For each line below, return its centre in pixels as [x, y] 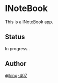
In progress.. [17, 48]
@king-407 [16, 75]
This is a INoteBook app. [29, 22]
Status [15, 37]
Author [16, 64]
